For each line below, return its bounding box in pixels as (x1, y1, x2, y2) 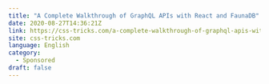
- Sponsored (15, 57, 56, 65)
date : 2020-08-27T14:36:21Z (8, 19, 102, 27)
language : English (8, 42, 70, 50)
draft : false (8, 64, 52, 72)
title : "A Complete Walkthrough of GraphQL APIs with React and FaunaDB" (8, 11, 260, 20)
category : (8, 49, 42, 57)
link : (8, 26, 26, 34)
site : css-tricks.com (8, 34, 81, 42)
